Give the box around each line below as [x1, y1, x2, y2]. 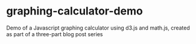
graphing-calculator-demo [6, 4, 143, 18]
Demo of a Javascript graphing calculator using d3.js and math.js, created [6, 24, 190, 31]
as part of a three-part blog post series [6, 30, 103, 37]
